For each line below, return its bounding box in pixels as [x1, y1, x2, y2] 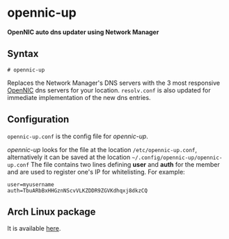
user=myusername [7, 181, 54, 188]
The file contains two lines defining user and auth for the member [31, 160, 221, 168]
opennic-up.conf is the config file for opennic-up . [7, 132, 148, 140]
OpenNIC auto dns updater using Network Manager [7, 28, 159, 36]
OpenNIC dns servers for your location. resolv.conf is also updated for [7, 85, 211, 94]
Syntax [7, 48, 39, 60]
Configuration [7, 113, 70, 126]
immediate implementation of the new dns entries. [7, 93, 151, 101]
